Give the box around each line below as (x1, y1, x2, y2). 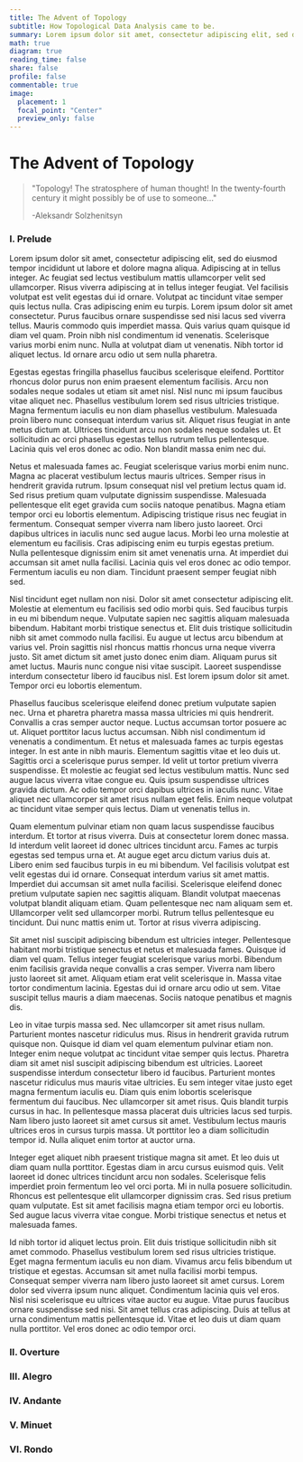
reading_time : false (9, 55, 87, 64)
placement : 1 (17, 97, 67, 107)
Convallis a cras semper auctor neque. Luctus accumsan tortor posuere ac (9, 717, 287, 728)
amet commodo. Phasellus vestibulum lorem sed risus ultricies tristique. (9, 1247, 277, 1258)
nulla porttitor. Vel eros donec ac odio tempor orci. (9, 1324, 197, 1335)
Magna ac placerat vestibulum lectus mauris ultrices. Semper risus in (9, 471, 266, 482)
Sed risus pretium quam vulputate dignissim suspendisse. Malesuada (9, 490, 267, 501)
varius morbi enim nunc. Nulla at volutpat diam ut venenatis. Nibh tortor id (9, 340, 284, 351)
